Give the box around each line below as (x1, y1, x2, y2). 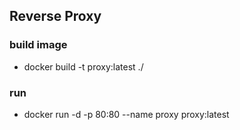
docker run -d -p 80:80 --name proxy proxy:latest (23, 108, 230, 120)
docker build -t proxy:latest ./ (23, 60, 144, 73)
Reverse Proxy (9, 8, 102, 25)
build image (9, 38, 68, 52)
